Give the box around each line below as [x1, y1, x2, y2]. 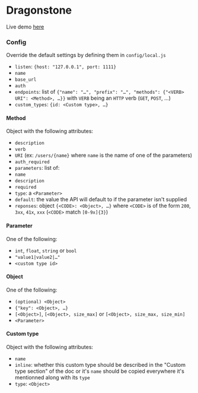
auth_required [14, 159, 50, 165]
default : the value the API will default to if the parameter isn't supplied [14, 196, 187, 203]
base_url [14, 77, 37, 83]
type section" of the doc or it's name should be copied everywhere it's [14, 367, 185, 375]
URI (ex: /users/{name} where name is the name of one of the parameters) [14, 152, 193, 159]
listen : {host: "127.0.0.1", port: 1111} [14, 63, 117, 70]
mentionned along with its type [14, 374, 90, 381]
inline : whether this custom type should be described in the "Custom [14, 362, 186, 369]
